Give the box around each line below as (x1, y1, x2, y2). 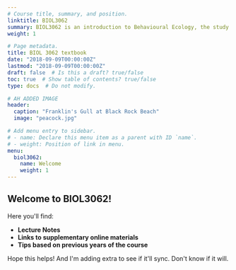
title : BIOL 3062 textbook (7, 49, 87, 57)
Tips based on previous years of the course (17, 240, 148, 249)
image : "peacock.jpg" (13, 115, 78, 122)
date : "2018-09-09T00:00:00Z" (7, 56, 97, 64)
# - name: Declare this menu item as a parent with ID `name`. (7, 134, 198, 141)
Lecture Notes (17, 225, 61, 234)
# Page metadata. (7, 43, 59, 50)
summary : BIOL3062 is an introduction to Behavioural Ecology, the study (7, 23, 230, 30)
